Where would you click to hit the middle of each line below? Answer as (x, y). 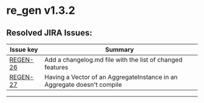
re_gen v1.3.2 (41, 11)
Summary (120, 50)
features (56, 67)
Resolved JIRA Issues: (49, 33)
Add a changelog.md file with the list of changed (114, 60)
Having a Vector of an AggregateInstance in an (111, 77)
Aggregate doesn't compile (83, 85)
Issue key (24, 50)
